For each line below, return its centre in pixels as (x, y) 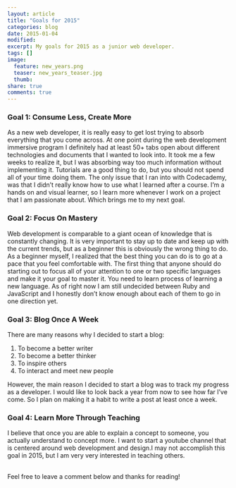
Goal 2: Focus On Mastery (52, 218)
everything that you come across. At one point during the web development (117, 140)
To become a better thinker (57, 356)
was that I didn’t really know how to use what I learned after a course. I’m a (116, 185)
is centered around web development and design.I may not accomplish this (116, 448)
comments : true (30, 92)
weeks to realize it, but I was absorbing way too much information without (114, 162)
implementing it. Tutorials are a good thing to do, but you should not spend (116, 170)
